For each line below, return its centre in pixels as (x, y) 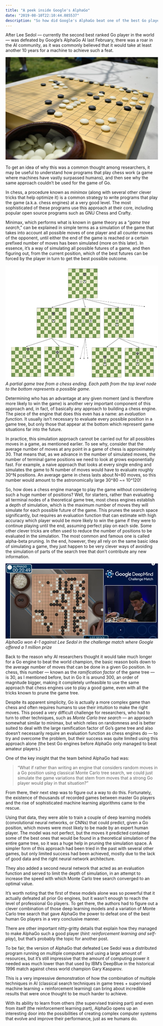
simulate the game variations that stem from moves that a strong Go (85, 778)
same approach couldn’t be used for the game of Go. (58, 183)
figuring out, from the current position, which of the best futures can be (77, 253)
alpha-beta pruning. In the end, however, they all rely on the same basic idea (82, 541)
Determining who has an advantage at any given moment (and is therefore (80, 398)
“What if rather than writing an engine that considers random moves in (87, 768)
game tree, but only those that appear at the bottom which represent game (80, 424)
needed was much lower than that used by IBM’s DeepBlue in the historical (80, 964)
